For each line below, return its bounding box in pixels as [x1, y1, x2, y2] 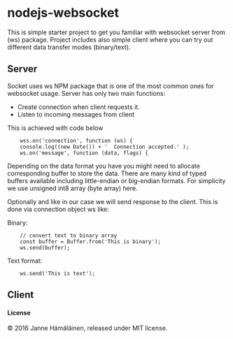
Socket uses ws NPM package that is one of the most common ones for [7, 82, 215, 90]
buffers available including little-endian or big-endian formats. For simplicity [7, 176, 226, 185]
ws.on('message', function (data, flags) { [20, 149, 149, 157]
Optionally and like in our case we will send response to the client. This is [7, 197, 218, 205]
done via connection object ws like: [7, 205, 110, 213]
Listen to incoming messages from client [17, 110, 135, 118]
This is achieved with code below [7, 124, 104, 132]
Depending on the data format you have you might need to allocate [7, 161, 201, 170]
